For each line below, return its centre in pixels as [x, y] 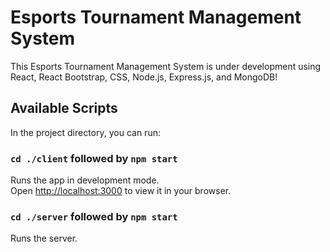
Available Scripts [64, 108]
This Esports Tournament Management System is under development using [166, 66]
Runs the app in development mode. [85, 180]
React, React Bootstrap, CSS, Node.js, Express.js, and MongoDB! [144, 77]
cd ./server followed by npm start [94, 216]
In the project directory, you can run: [85, 132]
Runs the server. [44, 238]
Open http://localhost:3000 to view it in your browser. [121, 191]
